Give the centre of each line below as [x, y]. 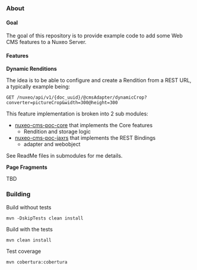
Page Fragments [27, 167]
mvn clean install [29, 240]
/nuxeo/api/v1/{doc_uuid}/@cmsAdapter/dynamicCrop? [82, 98]
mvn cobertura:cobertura [37, 262]
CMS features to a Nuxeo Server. [47, 42]
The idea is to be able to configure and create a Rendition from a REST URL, [99, 80]
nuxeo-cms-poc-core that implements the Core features [84, 125]
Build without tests [29, 207]
